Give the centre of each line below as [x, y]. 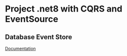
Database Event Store [39, 37]
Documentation [20, 49]
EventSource [32, 19]
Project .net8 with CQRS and [64, 9]
